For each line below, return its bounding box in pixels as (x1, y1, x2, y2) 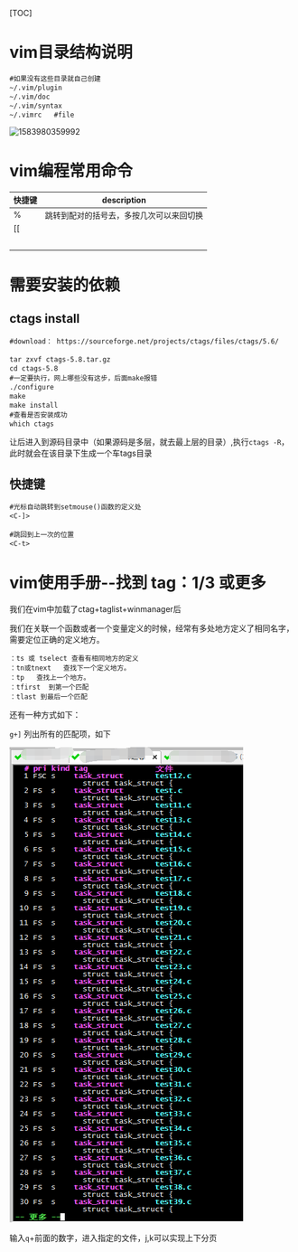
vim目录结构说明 (9, 42, 133, 62)
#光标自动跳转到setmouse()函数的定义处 (9, 503, 142, 512)
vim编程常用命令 (9, 161, 133, 182)
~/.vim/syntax (9, 101, 63, 110)
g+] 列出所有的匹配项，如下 (9, 729, 111, 739)
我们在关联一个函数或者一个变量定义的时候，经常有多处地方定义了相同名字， (9, 623, 294, 634)
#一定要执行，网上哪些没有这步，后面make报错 (9, 373, 158, 382)
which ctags (9, 419, 54, 428)
